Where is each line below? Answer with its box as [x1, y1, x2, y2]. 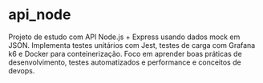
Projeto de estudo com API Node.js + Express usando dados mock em [8, 32, 241, 41]
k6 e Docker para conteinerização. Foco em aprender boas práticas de [8, 49, 242, 58]
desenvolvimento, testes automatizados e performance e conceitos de [8, 57, 242, 67]
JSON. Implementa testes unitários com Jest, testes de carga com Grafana [8, 40, 256, 49]
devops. [8, 65, 35, 75]
